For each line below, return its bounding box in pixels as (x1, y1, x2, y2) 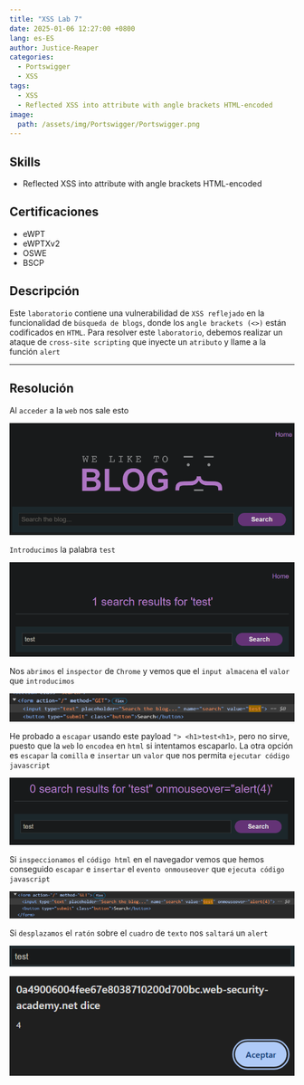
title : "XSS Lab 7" (9, 14, 83, 24)
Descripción (9, 283, 80, 299)
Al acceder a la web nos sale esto (9, 404, 129, 415)
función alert (9, 346, 61, 357)
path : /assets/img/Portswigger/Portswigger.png (17, 119, 201, 128)
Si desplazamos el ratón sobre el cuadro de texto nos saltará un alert (9, 928, 269, 938)
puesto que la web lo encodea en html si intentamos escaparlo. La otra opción (9, 740, 294, 751)
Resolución (9, 381, 74, 396)
